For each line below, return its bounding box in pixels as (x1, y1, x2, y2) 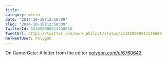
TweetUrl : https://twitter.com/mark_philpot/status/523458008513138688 (5, 31, 162, 36)
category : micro (5, 12, 40, 17)
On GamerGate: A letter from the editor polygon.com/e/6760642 (5, 49, 142, 56)
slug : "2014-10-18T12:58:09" (5, 21, 68, 27)
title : (5, 7, 20, 13)
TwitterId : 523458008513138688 (5, 26, 72, 32)
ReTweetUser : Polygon (5, 36, 52, 41)
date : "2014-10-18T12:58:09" (5, 17, 68, 22)
